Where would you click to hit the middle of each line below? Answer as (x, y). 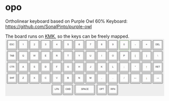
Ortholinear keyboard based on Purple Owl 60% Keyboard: (66, 21)
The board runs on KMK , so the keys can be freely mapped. (67, 36)
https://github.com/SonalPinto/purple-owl (49, 26)
